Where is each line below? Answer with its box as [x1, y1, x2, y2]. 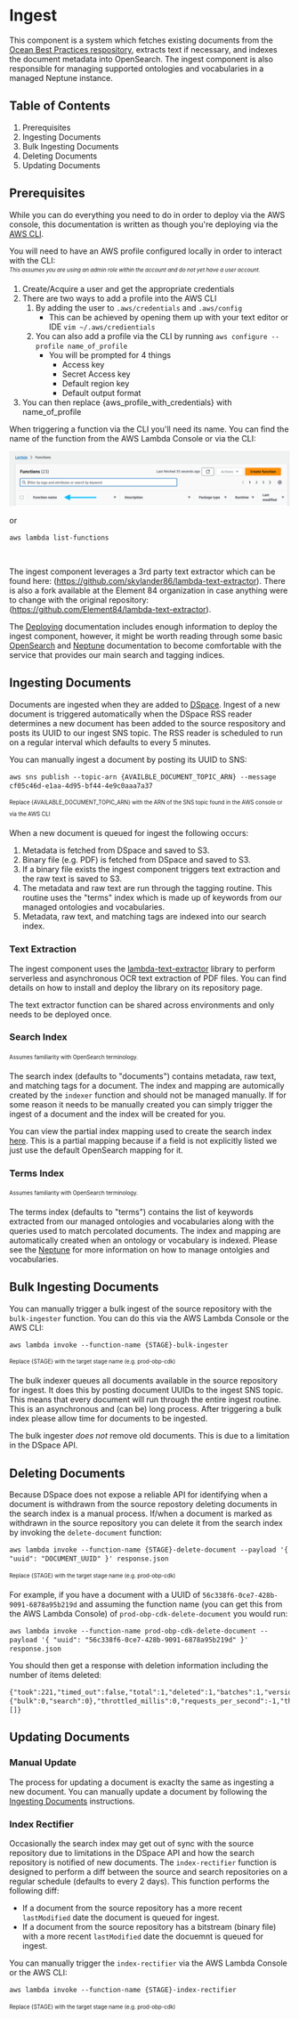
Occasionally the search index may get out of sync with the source [9, 1837, 255, 1848]
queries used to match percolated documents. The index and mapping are [9, 1225, 281, 1236]
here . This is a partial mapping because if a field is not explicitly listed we [9, 1135, 278, 1146]
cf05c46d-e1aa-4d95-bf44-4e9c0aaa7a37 [9, 781, 153, 791]
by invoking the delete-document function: [9, 1528, 163, 1538]
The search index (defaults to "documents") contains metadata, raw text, [9, 1070, 277, 1082]
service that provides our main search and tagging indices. [9, 649, 225, 660]
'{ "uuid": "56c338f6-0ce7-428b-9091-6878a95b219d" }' [41, 1635, 249, 1644]
